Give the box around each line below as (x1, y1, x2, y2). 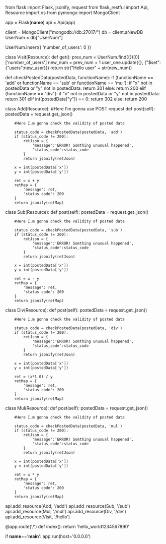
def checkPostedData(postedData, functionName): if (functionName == (5, 75, 153, 80)
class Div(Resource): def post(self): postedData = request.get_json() (5, 307, 147, 313)
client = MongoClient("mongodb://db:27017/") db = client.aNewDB (5, 29, 143, 35)
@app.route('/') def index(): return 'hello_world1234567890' (5, 524, 130, 529)
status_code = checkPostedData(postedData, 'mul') (14, 424, 123, 429)
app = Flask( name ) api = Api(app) (5, 20, 75, 25)
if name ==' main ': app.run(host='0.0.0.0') (5, 533, 91, 539)
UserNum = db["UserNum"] (5, 35, 63, 40)
